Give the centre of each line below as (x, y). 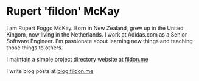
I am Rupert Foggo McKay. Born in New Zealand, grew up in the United (95, 28)
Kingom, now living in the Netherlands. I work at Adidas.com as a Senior (97, 34)
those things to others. (35, 48)
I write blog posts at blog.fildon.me (50, 71)
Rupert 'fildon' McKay (63, 11)
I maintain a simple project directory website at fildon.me (78, 59)
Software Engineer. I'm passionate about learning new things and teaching (100, 41)
